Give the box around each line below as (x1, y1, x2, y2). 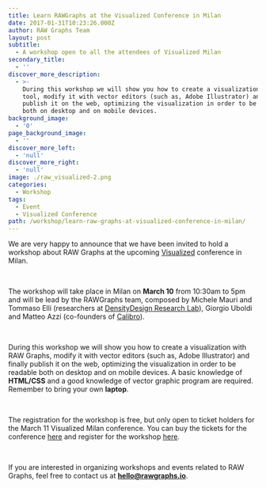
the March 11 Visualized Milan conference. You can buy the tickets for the (8, 424, 247, 433)
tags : (8, 195, 26, 203)
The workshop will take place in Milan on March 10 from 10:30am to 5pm (8, 286, 245, 297)
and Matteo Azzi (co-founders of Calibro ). (8, 312, 145, 321)
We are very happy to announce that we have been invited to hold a (8, 239, 229, 249)
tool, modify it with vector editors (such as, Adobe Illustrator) (22, 93, 249, 100)
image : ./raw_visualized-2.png (8, 173, 112, 182)
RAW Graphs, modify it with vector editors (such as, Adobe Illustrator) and (8, 351, 250, 361)
